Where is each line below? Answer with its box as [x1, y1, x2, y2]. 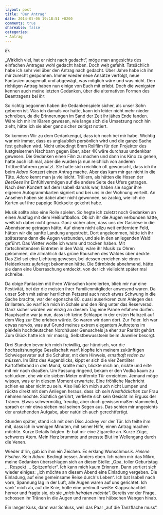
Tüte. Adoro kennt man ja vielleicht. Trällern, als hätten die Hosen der [5, 174, 144, 180]
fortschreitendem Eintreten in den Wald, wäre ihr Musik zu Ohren [5, 245, 135, 251]
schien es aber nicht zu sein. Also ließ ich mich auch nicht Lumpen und [5, 383, 147, 389]
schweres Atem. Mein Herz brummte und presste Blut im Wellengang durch [5, 434, 156, 440]
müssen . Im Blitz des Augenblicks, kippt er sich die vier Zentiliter [5, 357, 135, 363]
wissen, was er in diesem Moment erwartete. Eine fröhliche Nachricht [5, 378, 145, 384]
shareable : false [5, 25, 40, 30]
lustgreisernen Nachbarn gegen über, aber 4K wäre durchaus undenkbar [5, 148, 151, 154]
